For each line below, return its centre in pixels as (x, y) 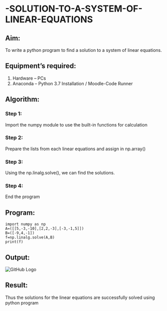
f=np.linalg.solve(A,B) (30, 237)
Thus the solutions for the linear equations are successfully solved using (80, 297)
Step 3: (14, 162)
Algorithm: (22, 100)
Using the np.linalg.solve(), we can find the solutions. (60, 173)
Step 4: (14, 186)
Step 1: (14, 114)
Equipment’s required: (41, 66)
